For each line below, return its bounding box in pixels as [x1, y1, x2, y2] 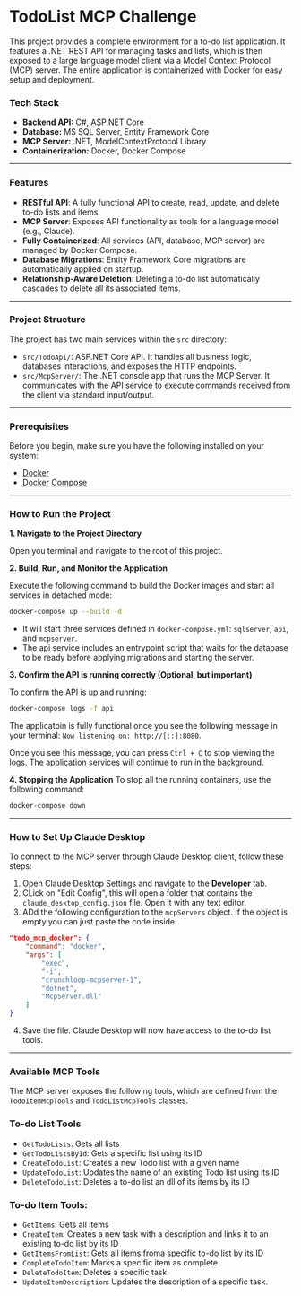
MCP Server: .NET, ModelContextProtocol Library [21, 136, 207, 147]
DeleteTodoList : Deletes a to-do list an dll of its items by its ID [21, 1176, 251, 1187]
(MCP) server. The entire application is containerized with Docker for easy [9, 65, 283, 75]
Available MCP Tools [9, 1065, 101, 1078]
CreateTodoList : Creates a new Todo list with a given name [21, 1157, 240, 1168]
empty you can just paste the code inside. [21, 916, 177, 927]
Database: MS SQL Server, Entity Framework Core [21, 127, 210, 137]
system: [9, 451, 39, 461]
